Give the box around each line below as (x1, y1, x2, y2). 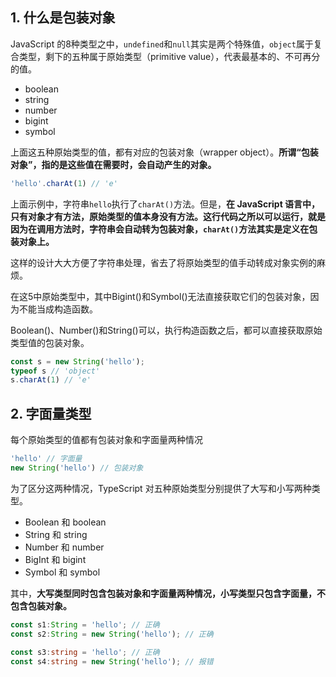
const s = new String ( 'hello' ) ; (10, 356, 145, 367)
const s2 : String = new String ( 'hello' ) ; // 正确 (10, 629, 214, 639)
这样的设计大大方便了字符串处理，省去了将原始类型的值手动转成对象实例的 (10, 256, 317, 268)
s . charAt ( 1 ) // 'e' (10, 375, 92, 385)
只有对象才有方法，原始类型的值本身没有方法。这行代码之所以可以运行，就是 (10, 210, 326, 222)
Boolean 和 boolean (24, 516, 107, 528)
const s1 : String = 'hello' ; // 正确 (10, 619, 160, 630)
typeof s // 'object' (10, 366, 101, 376)
